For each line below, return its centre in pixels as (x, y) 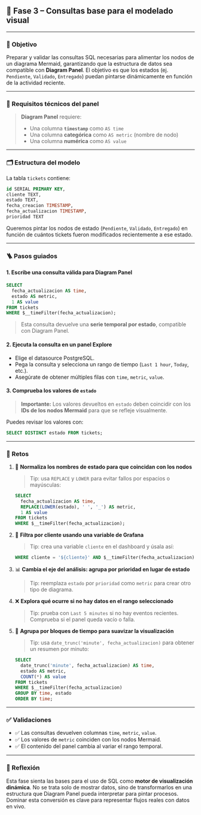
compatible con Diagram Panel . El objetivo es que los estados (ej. (87, 70)
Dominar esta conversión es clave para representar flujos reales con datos (98, 800)
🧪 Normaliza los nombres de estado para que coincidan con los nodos (103, 467)
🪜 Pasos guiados (32, 256)
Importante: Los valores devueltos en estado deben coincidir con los (106, 404)
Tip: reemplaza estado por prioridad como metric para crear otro (110, 583)
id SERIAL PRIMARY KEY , (36, 189)
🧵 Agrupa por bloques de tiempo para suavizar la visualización (94, 631)
